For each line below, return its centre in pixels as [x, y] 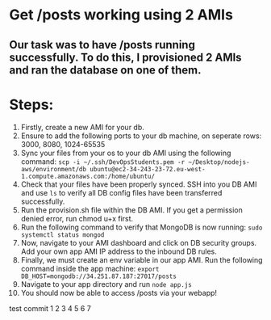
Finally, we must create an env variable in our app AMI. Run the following [142, 259]
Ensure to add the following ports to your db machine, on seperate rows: [141, 136]
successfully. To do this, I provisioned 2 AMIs [125, 57]
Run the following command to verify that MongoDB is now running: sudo [142, 227]
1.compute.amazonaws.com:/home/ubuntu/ [88, 176]
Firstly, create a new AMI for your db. [82, 127]
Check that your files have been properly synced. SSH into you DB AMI [139, 184]
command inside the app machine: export [90, 268]
